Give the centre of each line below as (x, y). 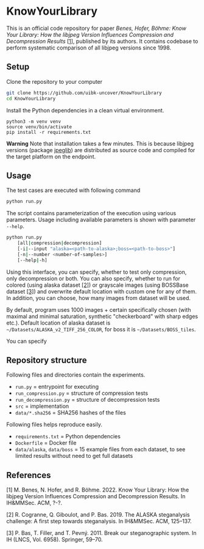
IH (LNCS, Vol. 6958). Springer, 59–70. (55, 540)
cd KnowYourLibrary (31, 98)
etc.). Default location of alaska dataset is (58, 323)
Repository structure (47, 360)
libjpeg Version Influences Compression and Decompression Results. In (96, 496)
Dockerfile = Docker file (46, 443)
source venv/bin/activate (39, 127)
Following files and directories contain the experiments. (76, 375)
